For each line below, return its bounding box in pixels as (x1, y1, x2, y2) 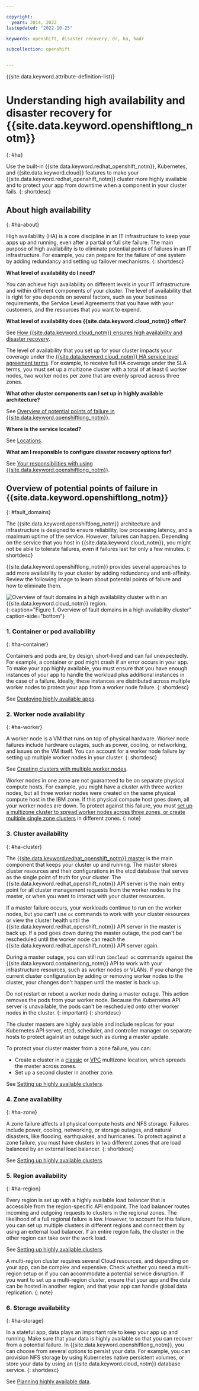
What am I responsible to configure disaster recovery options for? (6, 448, 172, 455)
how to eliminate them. (6, 582, 62, 589)
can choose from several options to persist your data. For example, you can (6, 1348, 191, 1355)
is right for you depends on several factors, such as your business (6, 293, 168, 300)
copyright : (6, 14, 33, 20)
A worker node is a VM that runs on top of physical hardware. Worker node (6, 735, 190, 742)
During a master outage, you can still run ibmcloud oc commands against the (6, 953, 193, 961)
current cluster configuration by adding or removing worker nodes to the (6, 972, 184, 980)
